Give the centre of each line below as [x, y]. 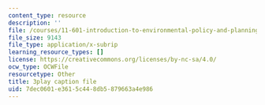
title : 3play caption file [52, 81]
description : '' [35, 23]
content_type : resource [47, 15]
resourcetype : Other [42, 74]
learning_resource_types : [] [56, 52]
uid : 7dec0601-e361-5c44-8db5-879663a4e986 [81, 89]
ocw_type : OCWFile [38, 67]
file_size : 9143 [35, 37]
